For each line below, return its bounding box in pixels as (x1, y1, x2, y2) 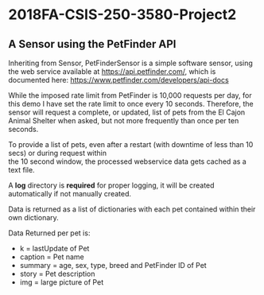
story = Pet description (19, 269, 95, 278)
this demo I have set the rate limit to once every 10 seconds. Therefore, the (8, 99, 254, 108)
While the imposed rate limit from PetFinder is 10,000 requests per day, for (8, 91, 252, 100)
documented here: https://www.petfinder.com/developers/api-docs (8, 76, 229, 84)
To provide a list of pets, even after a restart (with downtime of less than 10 (8, 140, 254, 149)
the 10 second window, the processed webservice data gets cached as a (8, 157, 247, 166)
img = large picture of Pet (19, 278, 104, 287)
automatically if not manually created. (8, 189, 132, 198)
